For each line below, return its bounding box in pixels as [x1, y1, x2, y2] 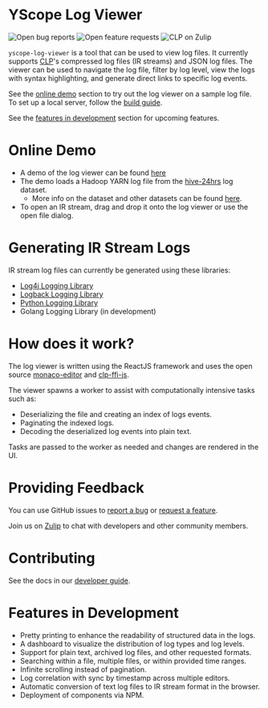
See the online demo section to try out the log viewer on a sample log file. [8, 88, 252, 98]
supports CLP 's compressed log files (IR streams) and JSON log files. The [8, 56, 253, 66]
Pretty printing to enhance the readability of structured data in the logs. [19, 630, 256, 640]
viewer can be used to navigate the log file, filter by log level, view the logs [8, 64, 255, 74]
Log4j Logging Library [19, 280, 94, 290]
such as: [8, 394, 37, 403]
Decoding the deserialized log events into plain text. [19, 426, 192, 436]
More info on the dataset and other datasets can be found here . [31, 193, 242, 203]
